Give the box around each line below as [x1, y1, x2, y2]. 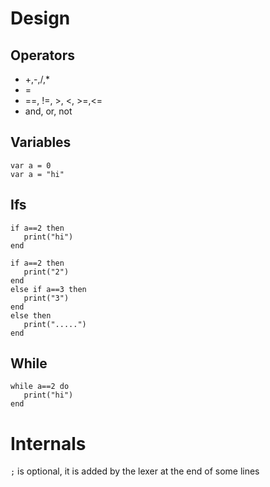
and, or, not [24, 105, 73, 117]
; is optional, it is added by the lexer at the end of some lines [10, 465, 260, 477]
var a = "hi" [10, 169, 65, 179]
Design [10, 7, 71, 30]
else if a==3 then [10, 284, 87, 294]
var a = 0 [10, 160, 52, 171]
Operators [10, 47, 76, 64]
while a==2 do [10, 382, 70, 392]
